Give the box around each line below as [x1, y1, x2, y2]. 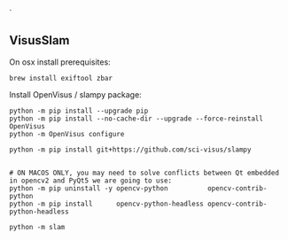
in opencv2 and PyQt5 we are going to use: [9, 176, 173, 185]
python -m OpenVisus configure [9, 129, 125, 138]
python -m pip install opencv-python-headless [9, 199, 204, 208]
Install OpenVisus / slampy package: [9, 89, 142, 100]
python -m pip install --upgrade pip [9, 106, 149, 115]
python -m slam [9, 222, 66, 231]
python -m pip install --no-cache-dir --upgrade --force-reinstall [9, 114, 264, 123]
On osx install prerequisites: [9, 57, 111, 67]
